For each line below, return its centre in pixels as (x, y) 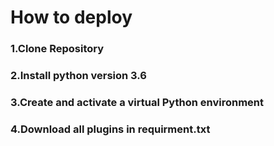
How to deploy (71, 17)
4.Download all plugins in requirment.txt (110, 129)
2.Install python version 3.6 (78, 76)
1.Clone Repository (57, 49)
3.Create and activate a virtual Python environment (137, 102)
